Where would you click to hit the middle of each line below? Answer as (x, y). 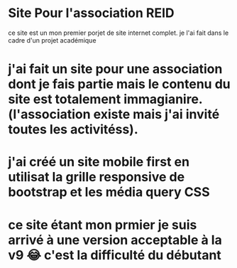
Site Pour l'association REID (91, 13)
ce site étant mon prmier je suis (103, 225)
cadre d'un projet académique (52, 40)
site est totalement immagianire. (105, 99)
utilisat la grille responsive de (97, 177)
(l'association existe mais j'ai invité (114, 114)
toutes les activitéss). (73, 130)
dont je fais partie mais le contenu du (119, 84)
